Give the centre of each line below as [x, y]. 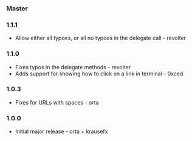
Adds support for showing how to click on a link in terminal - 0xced [99, 74]
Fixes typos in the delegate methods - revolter [73, 67]
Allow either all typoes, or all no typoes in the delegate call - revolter [101, 38]
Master [17, 9]
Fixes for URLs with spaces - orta [57, 102]
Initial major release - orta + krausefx [61, 131]
